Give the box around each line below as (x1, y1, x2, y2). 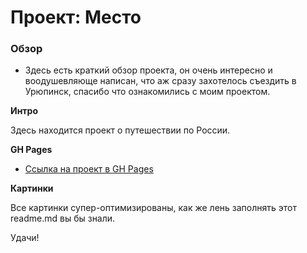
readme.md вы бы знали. (10, 212, 116, 225)
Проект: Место (10, 6, 142, 29)
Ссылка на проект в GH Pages (24, 163, 154, 175)
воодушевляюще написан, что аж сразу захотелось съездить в (24, 75, 297, 87)
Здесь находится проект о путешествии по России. (10, 124, 231, 136)
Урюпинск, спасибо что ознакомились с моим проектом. (24, 86, 271, 98)
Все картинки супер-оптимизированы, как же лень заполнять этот (10, 202, 297, 214)
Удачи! (10, 232, 40, 244)
